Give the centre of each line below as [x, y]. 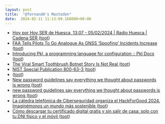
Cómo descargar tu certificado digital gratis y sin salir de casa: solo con [85, 111]
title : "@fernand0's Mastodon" [38, 14]
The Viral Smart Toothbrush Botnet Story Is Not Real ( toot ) [71, 64]
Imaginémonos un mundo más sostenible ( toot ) [60, 106]
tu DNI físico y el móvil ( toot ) [41, 117]
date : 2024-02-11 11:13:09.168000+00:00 [48, 19]
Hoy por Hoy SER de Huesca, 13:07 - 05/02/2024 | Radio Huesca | [80, 33]
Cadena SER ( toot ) [31, 38]
